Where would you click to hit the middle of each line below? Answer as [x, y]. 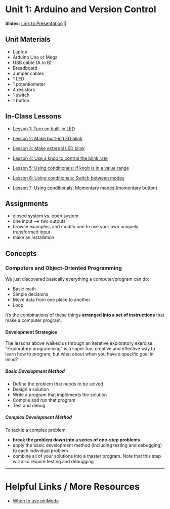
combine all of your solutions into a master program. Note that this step [87, 456]
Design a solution [31, 390]
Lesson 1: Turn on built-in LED [44, 129]
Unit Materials [28, 39]
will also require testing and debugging [53, 462]
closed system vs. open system [46, 216]
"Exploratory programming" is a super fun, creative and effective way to [80, 349]
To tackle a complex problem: [36, 430]
